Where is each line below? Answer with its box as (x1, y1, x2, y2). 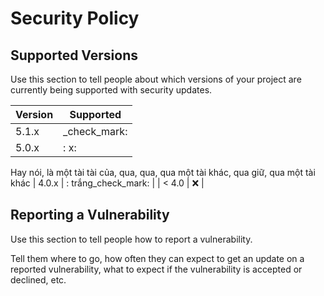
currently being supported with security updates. (10, 84, 213, 96)
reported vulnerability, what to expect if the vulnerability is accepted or (10, 263, 303, 275)
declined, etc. (10, 273, 67, 286)
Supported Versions (10, 47, 138, 64)
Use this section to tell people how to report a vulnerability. (10, 233, 253, 245)
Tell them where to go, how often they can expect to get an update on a (10, 252, 305, 264)
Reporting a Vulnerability (10, 207, 170, 224)
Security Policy (10, 7, 140, 30)
